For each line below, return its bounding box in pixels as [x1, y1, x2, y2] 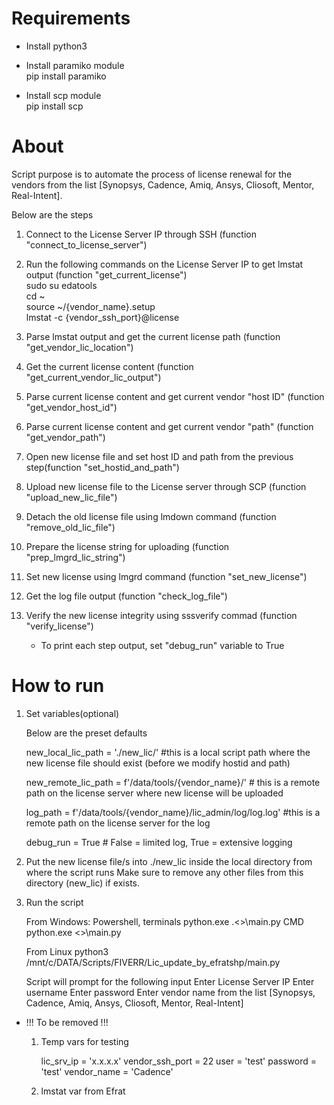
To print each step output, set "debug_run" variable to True [40, 639, 285, 651]
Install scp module [25, 89, 102, 101]
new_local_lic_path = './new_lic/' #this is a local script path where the [25, 746, 311, 758]
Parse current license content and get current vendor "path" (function [25, 420, 314, 432]
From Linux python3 [25, 945, 109, 957]
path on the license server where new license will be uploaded [25, 787, 284, 799]
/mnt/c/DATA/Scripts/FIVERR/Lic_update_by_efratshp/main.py [25, 956, 281, 968]
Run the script [25, 896, 84, 908]
